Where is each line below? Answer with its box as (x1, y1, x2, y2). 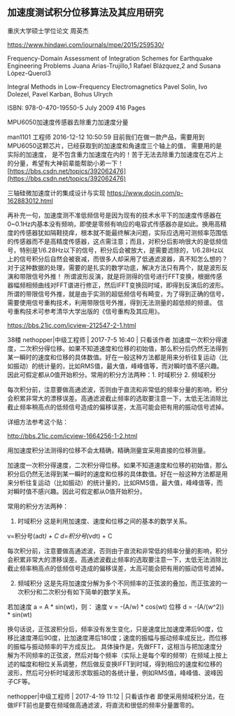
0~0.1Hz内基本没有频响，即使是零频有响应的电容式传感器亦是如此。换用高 (7, 220, 221, 228)
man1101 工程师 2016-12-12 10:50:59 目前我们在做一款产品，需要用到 (7, 132, 205, 141)
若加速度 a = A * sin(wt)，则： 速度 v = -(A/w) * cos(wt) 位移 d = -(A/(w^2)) (7, 602, 225, 610)
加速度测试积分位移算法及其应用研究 (7, 6, 164, 19)
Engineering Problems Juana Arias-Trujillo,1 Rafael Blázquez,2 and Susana (7, 62, 221, 70)
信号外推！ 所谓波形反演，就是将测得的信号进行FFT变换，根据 (31, 272, 211, 280)
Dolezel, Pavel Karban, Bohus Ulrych (7, 89, 113, 98)
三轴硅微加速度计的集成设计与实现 (7, 188, 106, 197)
